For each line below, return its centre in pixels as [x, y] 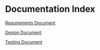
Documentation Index [50, 9]
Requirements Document [30, 23]
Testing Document [24, 42]
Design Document [23, 32]
